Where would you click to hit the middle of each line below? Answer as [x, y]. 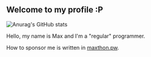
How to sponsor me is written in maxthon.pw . [63, 47]
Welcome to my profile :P [55, 10]
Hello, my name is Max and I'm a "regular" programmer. [76, 36]
